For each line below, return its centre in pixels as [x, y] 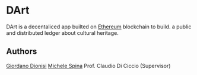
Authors [22, 52]
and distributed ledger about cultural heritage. [62, 32]
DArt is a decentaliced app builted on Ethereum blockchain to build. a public [99, 27]
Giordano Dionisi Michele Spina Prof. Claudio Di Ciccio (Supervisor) [88, 66]
